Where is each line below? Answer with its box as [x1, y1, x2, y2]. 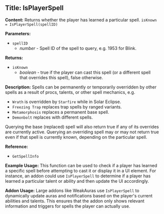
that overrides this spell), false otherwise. [19, 74, 103, 80]
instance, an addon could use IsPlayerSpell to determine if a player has [5, 173, 151, 179]
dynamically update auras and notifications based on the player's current [5, 193, 153, 198]
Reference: [5, 144, 28, 150]
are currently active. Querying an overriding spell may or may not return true [5, 129, 159, 135]
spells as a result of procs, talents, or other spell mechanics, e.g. [5, 89, 136, 95]
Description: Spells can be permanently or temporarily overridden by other [5, 84, 157, 90]
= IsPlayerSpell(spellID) [5, 22, 58, 27]
